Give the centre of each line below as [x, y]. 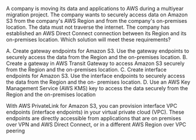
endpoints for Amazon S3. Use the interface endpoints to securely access [96, 76]
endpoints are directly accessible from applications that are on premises [94, 118]
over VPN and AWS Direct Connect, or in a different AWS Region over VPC [96, 124]
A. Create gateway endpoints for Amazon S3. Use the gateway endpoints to [98, 51]
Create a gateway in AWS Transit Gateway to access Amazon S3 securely [95, 63]
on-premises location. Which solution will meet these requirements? [89, 40]
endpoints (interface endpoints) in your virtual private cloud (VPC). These [95, 112]
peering [16, 131]
